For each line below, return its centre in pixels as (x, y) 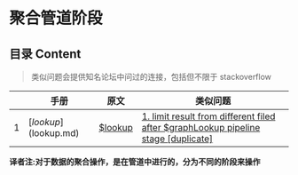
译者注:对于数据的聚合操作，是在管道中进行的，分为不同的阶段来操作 (135, 162)
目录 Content (45, 54)
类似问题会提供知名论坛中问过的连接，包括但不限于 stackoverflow (151, 77)
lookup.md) (55, 133)
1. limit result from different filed (208, 116)
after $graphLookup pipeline (201, 127)
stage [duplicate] (177, 139)
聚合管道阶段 (56, 18)
